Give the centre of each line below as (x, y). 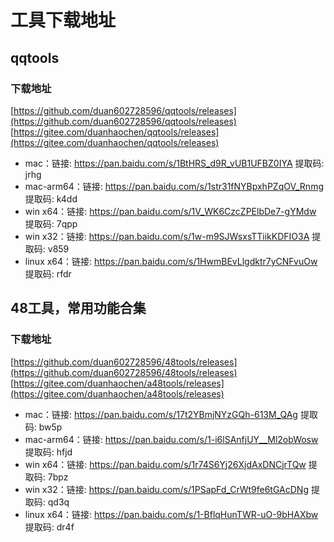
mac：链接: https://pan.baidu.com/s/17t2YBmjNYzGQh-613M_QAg (161, 414)
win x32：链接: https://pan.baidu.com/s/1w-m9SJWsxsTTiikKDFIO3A (167, 236)
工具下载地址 (63, 20)
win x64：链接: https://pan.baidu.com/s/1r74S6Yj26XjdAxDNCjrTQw (165, 464)
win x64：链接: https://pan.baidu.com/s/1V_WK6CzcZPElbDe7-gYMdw (170, 211)
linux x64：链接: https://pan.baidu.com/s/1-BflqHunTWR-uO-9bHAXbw (171, 514)
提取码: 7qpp (51, 223)
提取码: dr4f (49, 527)
